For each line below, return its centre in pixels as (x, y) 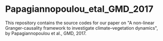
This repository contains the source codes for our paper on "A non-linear (80, 23)
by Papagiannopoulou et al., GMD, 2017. (46, 33)
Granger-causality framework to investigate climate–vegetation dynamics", (81, 28)
